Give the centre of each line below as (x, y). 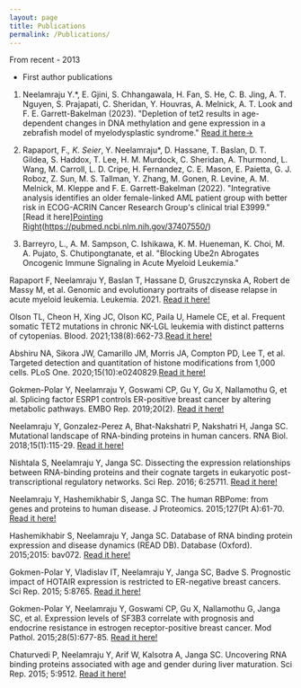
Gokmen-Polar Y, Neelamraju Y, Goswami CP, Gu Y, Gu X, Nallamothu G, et (148, 390)
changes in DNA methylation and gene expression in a (165, 123)
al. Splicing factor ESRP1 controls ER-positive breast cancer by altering (140, 400)
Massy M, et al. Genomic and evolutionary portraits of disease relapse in (143, 290)
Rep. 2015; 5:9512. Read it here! (68, 674)
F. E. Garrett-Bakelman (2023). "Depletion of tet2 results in (131, 114)
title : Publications (48, 26)
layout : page (34, 18)
